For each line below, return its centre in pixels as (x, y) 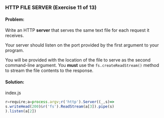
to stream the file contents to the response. (49, 70)
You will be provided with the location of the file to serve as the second (78, 60)
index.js (13, 93)
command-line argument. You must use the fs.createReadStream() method (82, 65)
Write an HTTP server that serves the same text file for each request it (77, 30)
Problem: (15, 19)
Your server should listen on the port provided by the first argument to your (82, 45)
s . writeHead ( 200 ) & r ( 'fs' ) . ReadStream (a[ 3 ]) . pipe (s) (60, 107)
